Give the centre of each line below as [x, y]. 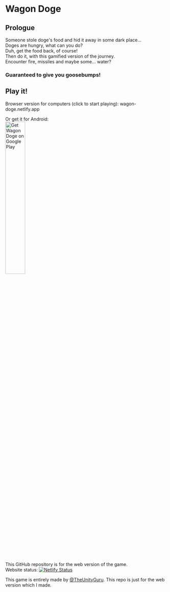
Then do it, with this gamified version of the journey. [60, 56]
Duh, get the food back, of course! [42, 51]
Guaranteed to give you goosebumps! [53, 75]
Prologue [20, 28]
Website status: [22, 570]
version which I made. [29, 585]
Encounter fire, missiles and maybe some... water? [58, 61]
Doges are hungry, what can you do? [44, 45]
